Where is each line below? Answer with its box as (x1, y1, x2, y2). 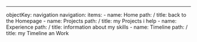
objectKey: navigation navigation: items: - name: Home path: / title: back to (6, 12, 186, 18)
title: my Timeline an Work (6, 30, 69, 36)
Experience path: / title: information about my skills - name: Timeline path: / (6, 24, 188, 30)
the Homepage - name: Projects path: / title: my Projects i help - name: (6, 18, 177, 24)
